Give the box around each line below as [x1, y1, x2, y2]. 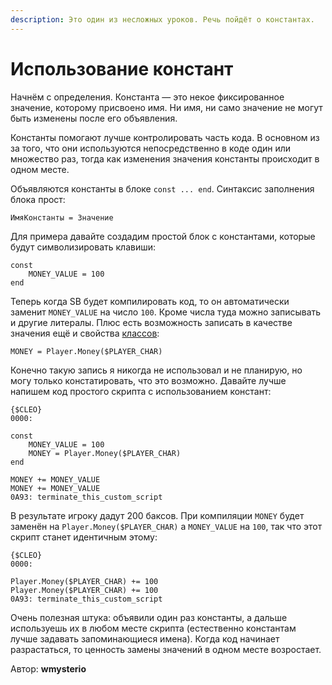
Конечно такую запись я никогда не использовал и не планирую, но [10, 364, 303, 376]
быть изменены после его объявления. [10, 112, 178, 124]
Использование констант [10, 57, 234, 80]
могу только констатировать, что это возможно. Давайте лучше [10, 374, 287, 386]
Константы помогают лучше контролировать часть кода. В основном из [10, 131, 320, 143]
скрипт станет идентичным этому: [10, 531, 158, 543]
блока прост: [10, 193, 66, 205]
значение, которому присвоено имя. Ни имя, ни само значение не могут [10, 101, 323, 113]
